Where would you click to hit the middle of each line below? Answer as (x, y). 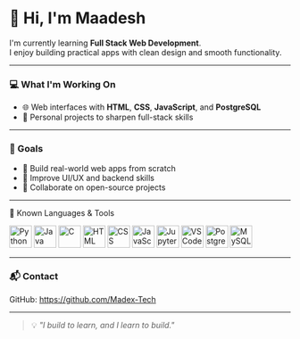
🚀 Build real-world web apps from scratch (99, 168)
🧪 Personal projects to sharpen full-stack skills (108, 117)
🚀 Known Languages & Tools (62, 212)
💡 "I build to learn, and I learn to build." (103, 325)
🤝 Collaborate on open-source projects (94, 187)
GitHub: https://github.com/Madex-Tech (83, 299)
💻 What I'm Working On (62, 84)
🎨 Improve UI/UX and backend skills (88, 178)
